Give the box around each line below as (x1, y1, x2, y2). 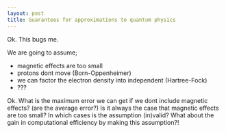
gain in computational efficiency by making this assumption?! (7, 118, 179, 126)
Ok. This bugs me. (7, 35, 59, 43)
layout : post (7, 10, 45, 17)
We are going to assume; (7, 48, 77, 57)
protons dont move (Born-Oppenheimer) (16, 69, 131, 77)
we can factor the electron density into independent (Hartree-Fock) (16, 76, 208, 84)
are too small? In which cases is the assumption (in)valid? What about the (7, 110, 214, 119)
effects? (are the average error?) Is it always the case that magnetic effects (7, 104, 219, 112)
